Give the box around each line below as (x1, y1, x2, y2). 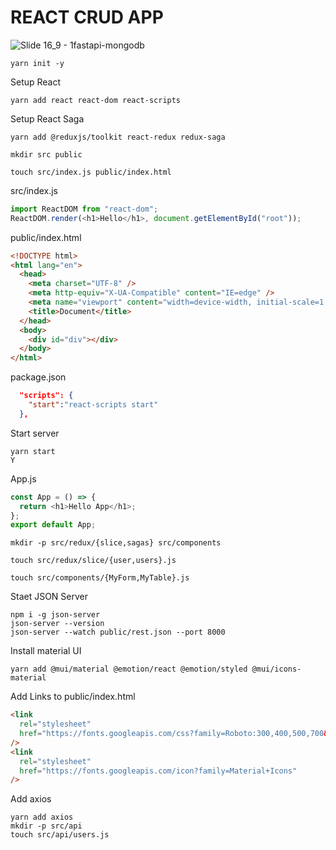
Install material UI (10, 645, 82, 657)
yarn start (10, 446, 56, 456)
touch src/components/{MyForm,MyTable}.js (10, 573, 190, 583)
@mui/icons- (251, 664, 302, 675)
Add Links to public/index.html (10, 691, 136, 703)
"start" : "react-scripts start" (28, 400, 159, 410)
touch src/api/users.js (10, 830, 110, 840)
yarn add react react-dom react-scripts (10, 95, 182, 105)
